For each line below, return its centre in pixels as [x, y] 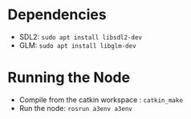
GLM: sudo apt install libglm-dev [78, 45]
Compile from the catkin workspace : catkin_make [101, 99]
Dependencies [57, 15]
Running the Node [69, 78]
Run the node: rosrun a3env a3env [76, 108]
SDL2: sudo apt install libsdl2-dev [80, 37]
